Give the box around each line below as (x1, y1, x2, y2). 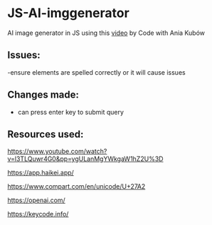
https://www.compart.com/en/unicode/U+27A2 (7, 182, 146, 191)
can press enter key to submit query (17, 108, 124, 116)
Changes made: (7, 89, 80, 101)
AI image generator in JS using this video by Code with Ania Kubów (7, 28, 205, 37)
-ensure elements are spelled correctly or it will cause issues (7, 68, 186, 76)
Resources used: (7, 128, 84, 140)
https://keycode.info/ (7, 210, 69, 219)
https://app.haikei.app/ (7, 169, 75, 177)
